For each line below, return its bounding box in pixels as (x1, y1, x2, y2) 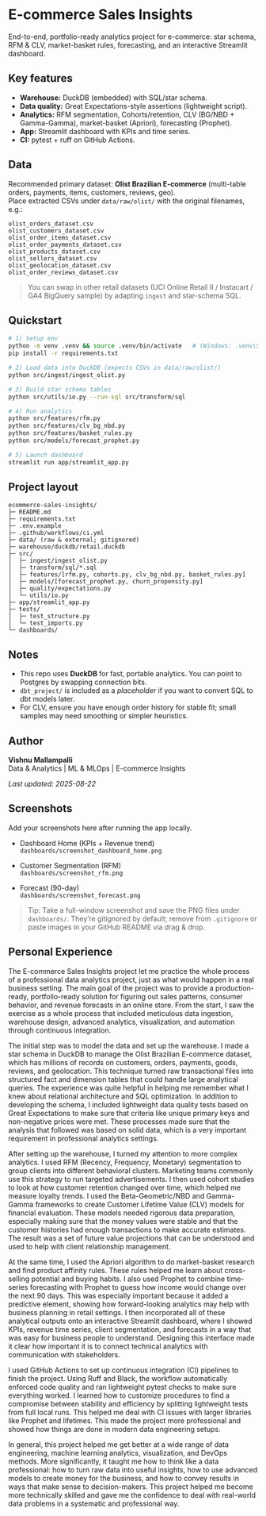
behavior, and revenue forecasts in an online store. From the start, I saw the (8, 1000, 255, 1010)
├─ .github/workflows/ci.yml (8, 529, 104, 537)
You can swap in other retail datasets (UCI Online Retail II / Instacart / (27, 282, 253, 291)
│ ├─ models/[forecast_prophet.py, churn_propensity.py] (8, 578, 203, 586)
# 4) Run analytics (8, 407, 73, 415)
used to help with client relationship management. (8, 1241, 171, 1251)
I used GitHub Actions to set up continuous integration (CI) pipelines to (8, 1365, 239, 1375)
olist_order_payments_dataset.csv (8, 240, 123, 248)
